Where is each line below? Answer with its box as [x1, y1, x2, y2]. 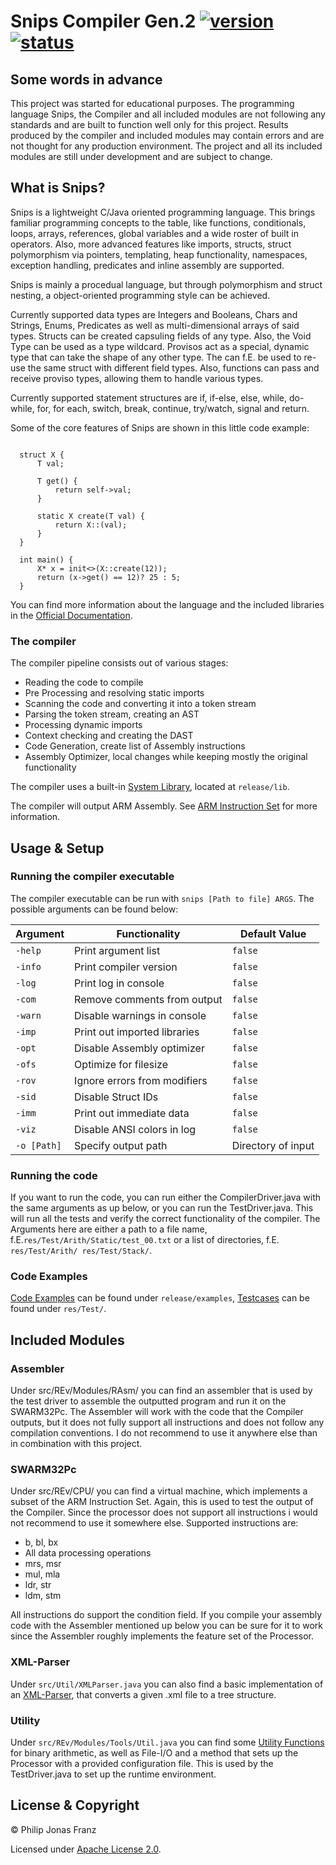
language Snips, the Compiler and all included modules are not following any [10, 108, 326, 120]
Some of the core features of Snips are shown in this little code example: [10, 421, 310, 434]
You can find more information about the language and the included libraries [10, 598, 325, 610]
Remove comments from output [74, 992, 223, 1006]
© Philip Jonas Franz [10, 1823, 97, 1835]
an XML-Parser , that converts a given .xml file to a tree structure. [10, 1688, 277, 1700]
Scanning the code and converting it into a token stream [24, 698, 257, 710]
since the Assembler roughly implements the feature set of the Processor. [10, 1630, 314, 1642]
